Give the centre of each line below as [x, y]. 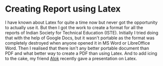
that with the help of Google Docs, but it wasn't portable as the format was [80, 38]
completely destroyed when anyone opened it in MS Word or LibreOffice [78, 43]
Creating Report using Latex [63, 9]
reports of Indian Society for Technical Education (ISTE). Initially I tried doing [82, 33]
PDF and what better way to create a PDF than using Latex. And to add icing [81, 53]
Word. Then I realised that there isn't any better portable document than [77, 48]
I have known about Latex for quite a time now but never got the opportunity [81, 22]
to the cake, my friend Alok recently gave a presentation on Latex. [71, 58]
